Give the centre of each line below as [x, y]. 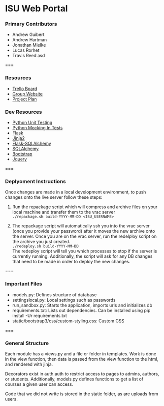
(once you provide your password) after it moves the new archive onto [83, 231]
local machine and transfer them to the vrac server [64, 212]
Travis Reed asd [29, 56]
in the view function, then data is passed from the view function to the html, [82, 359]
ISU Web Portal [36, 9]
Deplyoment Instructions [35, 181]
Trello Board [25, 89]
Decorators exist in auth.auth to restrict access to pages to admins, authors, [82, 374]
